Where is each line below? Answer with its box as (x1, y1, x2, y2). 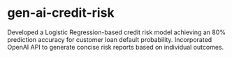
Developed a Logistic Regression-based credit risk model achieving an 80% (7, 28, 226, 36)
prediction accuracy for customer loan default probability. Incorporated (7, 35, 212, 43)
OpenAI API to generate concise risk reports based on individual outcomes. (7, 43, 224, 51)
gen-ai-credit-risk (7, 5, 115, 21)
